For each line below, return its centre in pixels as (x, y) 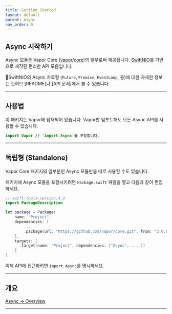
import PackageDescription (34, 203)
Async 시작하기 (29, 47)
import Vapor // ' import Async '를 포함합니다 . (52, 136)
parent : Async (20, 20)
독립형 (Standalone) (37, 158)
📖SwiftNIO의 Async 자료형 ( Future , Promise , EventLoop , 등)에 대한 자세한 (79, 77)
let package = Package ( (31, 212)
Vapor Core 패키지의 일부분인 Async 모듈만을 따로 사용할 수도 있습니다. (77, 171)
